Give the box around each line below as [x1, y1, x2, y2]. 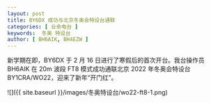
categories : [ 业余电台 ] [7, 23, 79, 30]
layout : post [7, 10, 45, 17]
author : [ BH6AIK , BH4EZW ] [7, 36, 89, 43]
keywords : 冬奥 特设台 [7, 29, 71, 37]
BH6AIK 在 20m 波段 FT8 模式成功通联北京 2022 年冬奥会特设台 [7, 65, 191, 73]
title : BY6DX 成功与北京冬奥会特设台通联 [7, 17, 116, 24]
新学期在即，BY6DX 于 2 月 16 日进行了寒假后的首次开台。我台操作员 [7, 56, 205, 65]
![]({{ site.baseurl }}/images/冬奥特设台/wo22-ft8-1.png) [7, 88, 169, 97]
